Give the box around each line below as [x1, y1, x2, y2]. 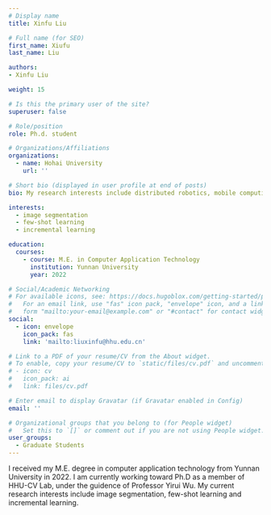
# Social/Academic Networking [8, 285, 110, 293]
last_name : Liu [8, 49, 60, 57]
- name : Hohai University [15, 159, 103, 168]
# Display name [8, 11, 60, 20]
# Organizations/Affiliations [8, 144, 110, 153]
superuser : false [8, 107, 67, 115]
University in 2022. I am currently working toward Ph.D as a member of [8, 472, 245, 481]
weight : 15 [8, 86, 45, 94]
